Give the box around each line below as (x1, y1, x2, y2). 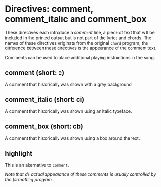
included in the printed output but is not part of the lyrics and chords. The (5, 35, 152, 41)
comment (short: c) (5, 69, 65, 77)
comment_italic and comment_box (5, 14, 146, 25)
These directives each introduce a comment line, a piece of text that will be (5, 30, 155, 35)
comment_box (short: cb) (5, 122, 83, 130)
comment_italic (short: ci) (5, 95, 85, 104)
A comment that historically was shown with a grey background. (5, 81, 133, 87)
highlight (5, 149, 33, 157)
